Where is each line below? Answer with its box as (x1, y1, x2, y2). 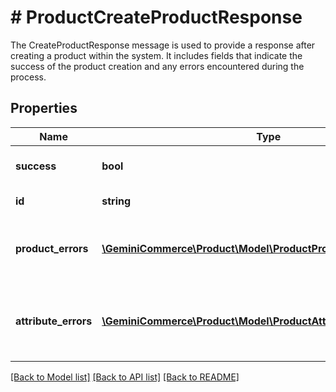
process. (10, 71, 47, 83)
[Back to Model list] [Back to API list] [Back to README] (10, 371, 240, 383)
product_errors (15, 241, 89, 255)
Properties (10, 100, 78, 117)
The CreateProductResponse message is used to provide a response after (10, 39, 316, 51)
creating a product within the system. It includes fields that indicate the (10, 49, 303, 61)
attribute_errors (15, 314, 93, 328)
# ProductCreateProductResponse (10, 6, 303, 29)
